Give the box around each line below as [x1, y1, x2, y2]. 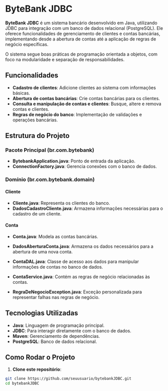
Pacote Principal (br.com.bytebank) [5, 147, 95, 154]
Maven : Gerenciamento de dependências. [12, 333, 100, 339]
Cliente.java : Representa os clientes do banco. [12, 200, 110, 206]
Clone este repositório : [12, 366, 62, 372]
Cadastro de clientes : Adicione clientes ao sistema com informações [12, 84, 156, 91]
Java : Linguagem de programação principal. [12, 322, 105, 328]
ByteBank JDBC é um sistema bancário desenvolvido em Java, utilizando [5, 20, 157, 26]
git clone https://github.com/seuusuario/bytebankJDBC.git [5, 376, 132, 381]
